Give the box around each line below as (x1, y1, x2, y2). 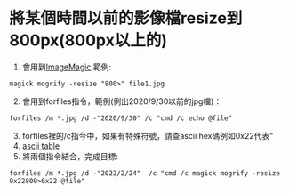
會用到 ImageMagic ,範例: (21, 61, 111, 72)
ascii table (21, 140, 60, 151)
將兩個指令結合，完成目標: (21, 150, 118, 161)
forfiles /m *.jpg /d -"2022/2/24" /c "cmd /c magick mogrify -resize (9, 168, 280, 178)
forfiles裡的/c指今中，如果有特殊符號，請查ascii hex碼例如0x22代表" (21, 130, 274, 141)
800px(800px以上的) (9, 30, 167, 51)
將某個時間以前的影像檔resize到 (9, 8, 243, 28)
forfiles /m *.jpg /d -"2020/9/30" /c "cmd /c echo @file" (9, 113, 233, 123)
